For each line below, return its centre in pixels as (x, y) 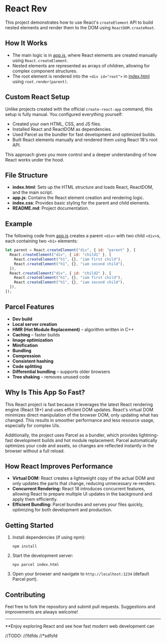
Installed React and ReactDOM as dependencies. (62, 129)
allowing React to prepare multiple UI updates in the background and (82, 494)
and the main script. (33, 192)
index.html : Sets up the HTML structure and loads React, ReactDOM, (83, 187)
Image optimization (33, 340)
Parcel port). (25, 579)
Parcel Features (30, 307)
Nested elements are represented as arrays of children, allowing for (81, 65)
